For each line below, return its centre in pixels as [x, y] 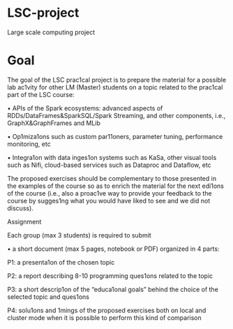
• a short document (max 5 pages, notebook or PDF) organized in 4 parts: [113, 249]
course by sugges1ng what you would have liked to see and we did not [109, 200]
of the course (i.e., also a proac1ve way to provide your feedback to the [110, 193]
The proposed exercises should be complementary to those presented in [112, 178]
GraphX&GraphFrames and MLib [54, 123]
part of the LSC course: [41, 94]
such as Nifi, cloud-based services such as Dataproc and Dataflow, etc [109, 165]
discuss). [20, 208]
